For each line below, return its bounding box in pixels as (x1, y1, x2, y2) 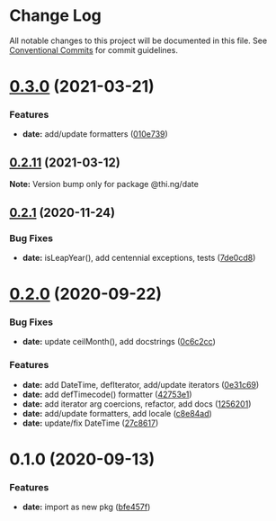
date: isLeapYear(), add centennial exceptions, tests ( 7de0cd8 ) (22, 252, 256, 263)
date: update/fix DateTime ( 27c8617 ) (22, 418, 159, 428)
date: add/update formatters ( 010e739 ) (22, 129, 168, 139)
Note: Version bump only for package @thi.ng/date (9, 179, 200, 190)
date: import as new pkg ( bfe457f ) (22, 501, 151, 513)
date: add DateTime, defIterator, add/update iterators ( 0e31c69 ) (22, 379, 260, 390)
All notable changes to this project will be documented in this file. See (9, 35, 268, 46)
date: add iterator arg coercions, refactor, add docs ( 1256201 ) (22, 398, 252, 409)
